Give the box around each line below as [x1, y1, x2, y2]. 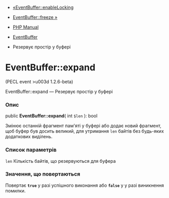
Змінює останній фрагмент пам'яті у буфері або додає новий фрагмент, [5, 122, 162, 129]
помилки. [5, 187, 26, 193]
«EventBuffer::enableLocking [12, 5, 74, 10]
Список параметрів [5, 146, 57, 154]
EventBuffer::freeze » [12, 14, 58, 20]
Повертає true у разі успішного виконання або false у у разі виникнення [5, 182, 164, 188]
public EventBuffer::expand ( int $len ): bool [5, 113, 98, 119]
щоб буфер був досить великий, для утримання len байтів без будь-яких [5, 128, 164, 134]
